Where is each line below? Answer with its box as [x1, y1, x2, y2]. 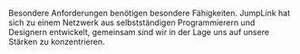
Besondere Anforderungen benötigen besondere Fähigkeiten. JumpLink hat [8, 8, 291, 18]
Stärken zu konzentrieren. [8, 36, 105, 47]
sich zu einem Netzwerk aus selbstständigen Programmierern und [8, 17, 256, 28]
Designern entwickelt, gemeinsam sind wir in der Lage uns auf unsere [8, 27, 269, 37]
